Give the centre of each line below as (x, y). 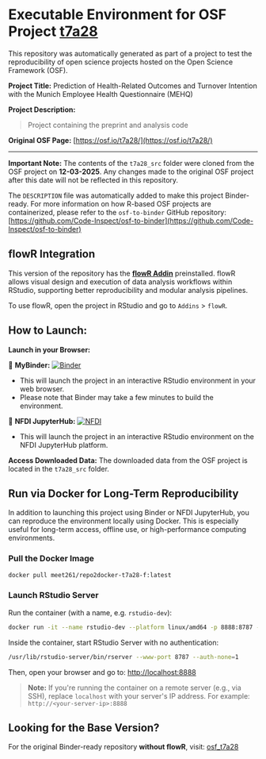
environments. (32, 538)
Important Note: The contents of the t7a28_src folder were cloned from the (131, 163)
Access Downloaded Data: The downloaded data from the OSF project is (128, 460)
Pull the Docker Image (51, 559)
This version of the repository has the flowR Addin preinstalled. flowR (122, 273)
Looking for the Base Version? (84, 728)
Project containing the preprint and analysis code (108, 125)
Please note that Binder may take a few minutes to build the (116, 397)
